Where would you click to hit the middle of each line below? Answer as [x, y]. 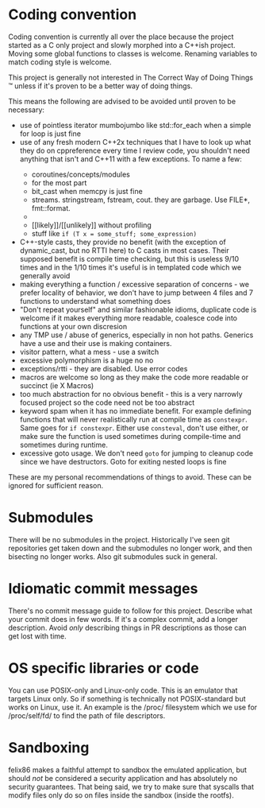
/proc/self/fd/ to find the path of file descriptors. [87, 715]
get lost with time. [38, 636]
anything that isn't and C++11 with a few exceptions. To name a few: [131, 159]
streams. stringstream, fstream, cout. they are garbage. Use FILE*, [141, 200]
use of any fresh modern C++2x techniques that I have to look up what [135, 142]
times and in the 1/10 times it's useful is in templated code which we [131, 267]
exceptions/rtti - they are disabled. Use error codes [104, 368]
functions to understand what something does [95, 301]
